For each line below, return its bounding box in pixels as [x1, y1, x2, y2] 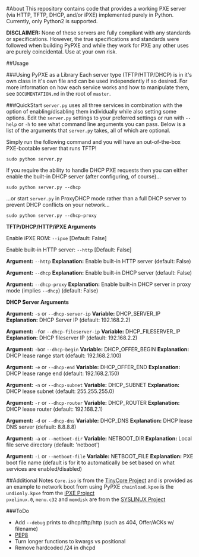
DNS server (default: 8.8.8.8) [6, 423, 77, 430]
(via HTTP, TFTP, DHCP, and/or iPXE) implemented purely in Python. [6, 11, 174, 18]
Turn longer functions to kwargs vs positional [14, 538, 126, 545]
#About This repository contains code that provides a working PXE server [6, 5, 187, 12]
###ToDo [6, 508, 30, 514]
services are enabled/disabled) [6, 465, 82, 472]
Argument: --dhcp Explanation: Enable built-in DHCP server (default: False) [6, 269, 192, 276]
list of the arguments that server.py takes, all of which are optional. [6, 127, 170, 134]
